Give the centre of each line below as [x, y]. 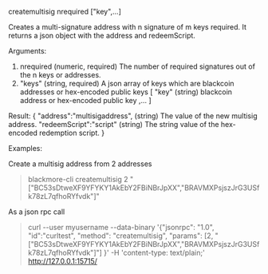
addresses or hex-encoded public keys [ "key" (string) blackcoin [126, 92]
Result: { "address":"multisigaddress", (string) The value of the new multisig [133, 116]
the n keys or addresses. [60, 75]
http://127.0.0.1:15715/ [63, 261]
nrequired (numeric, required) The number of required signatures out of [137, 66]
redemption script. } [72, 133]
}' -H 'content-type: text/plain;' [154, 252]
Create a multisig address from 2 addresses [80, 164]
